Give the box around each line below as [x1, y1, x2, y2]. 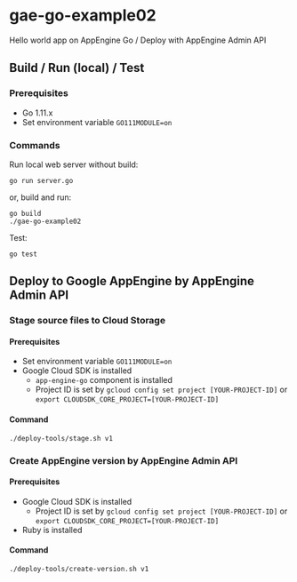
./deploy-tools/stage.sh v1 [9, 434, 114, 442]
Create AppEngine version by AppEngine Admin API [9, 454, 238, 466]
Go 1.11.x [21, 108, 53, 118]
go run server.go [9, 176, 74, 185]
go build [9, 209, 42, 218]
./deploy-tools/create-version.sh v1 [9, 564, 149, 573]
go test [9, 250, 38, 259]
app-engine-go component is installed [35, 375, 173, 386]
